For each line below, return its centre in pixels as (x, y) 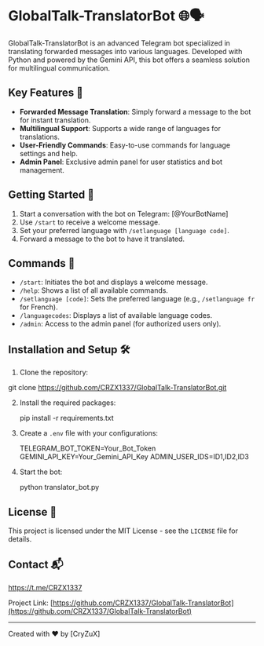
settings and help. (49, 153)
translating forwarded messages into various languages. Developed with (125, 51)
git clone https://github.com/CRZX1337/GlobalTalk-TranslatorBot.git (117, 388)
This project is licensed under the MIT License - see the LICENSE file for (123, 531)
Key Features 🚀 (46, 93)
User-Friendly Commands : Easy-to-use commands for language (125, 145)
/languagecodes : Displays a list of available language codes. (116, 316)
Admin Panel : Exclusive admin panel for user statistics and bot (121, 162)
